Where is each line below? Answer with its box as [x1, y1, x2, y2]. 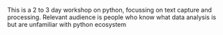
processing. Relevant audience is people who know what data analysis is [7, 13, 217, 21]
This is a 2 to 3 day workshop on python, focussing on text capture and [7, 6, 213, 14]
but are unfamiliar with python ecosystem [7, 21, 127, 28]
